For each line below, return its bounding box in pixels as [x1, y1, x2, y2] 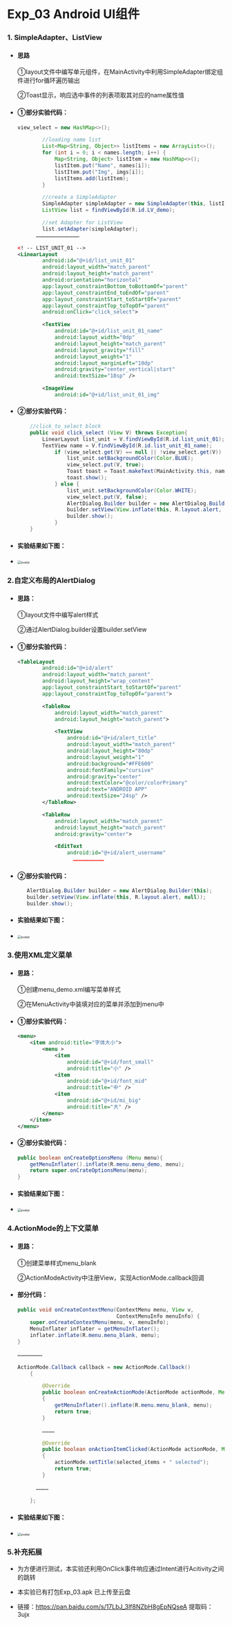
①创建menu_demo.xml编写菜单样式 [17, 985, 121, 994]
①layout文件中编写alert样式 [17, 610, 99, 619]
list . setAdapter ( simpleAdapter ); [42, 225, 139, 232]
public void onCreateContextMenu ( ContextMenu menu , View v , [17, 1306, 194, 1313]
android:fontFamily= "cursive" [66, 767, 154, 773]
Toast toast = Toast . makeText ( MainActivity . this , [66, 468, 213, 475]
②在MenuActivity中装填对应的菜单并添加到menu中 [17, 1000, 164, 1008]
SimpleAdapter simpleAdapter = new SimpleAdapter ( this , [42, 200, 206, 207]
